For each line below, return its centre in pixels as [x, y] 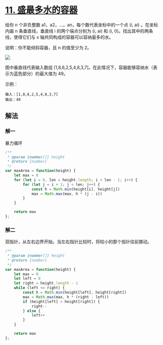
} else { [32, 311]
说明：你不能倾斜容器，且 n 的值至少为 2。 [49, 47]
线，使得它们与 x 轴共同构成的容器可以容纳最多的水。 [59, 37]
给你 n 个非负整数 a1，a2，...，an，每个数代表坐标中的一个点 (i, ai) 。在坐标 [82, 25]
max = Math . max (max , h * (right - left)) [66, 297]
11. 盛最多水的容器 [41, 10]
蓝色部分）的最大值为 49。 [41, 73]
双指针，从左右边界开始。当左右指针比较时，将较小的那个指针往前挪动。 [78, 242]
